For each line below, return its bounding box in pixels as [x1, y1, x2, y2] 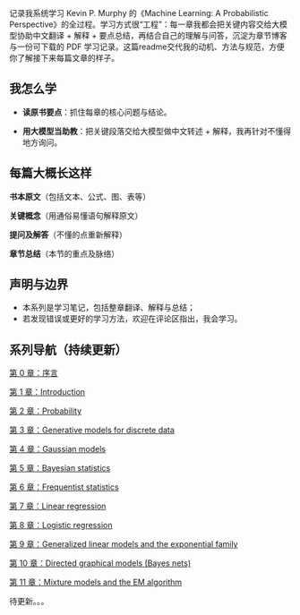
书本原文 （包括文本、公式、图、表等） [9, 191, 150, 201]
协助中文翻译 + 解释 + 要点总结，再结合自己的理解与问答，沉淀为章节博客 [16, 30, 288, 40]
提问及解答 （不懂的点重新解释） [9, 229, 127, 240]
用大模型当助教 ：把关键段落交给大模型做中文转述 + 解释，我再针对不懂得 [21, 125, 291, 136]
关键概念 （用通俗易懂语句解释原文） [9, 209, 143, 221]
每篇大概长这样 [9, 166, 92, 181]
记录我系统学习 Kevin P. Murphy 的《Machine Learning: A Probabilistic [9, 8, 269, 18]
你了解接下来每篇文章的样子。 [9, 53, 119, 63]
